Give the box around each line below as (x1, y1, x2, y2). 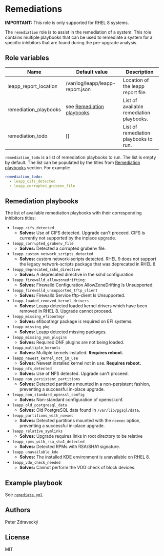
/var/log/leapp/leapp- (65, 79, 116, 86)
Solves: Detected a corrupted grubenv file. (19, 245, 106, 251)
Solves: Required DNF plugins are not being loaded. (19, 340, 124, 345)
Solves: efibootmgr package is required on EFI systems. (19, 318, 133, 324)
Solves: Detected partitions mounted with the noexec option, (19, 418, 141, 424)
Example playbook (5, 478, 62, 487)
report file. (123, 89, 147, 96)
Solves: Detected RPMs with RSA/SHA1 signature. (19, 444, 121, 450)
